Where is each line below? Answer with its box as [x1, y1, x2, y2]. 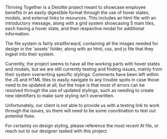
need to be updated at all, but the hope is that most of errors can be [5, 82, 145, 88]
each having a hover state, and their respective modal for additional [5, 25, 144, 31]
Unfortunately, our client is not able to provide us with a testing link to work [5, 102, 160, 108]
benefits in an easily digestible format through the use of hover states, [5, 9, 150, 15]
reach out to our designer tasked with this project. [5, 128, 108, 134]
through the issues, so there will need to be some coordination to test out [5, 107, 156, 113]
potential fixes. [5, 113, 36, 119]
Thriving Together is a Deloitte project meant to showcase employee [5, 4, 146, 10]
